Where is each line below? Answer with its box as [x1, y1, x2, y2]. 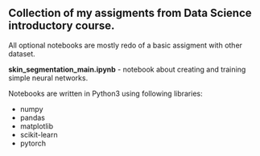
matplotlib [19, 121, 54, 131]
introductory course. [8, 19, 115, 33]
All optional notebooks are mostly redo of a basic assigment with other [8, 40, 243, 50]
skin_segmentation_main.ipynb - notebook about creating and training [8, 64, 246, 74]
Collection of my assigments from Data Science [8, 6, 252, 20]
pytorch [19, 138, 47, 148]
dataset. [8, 48, 36, 59]
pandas [19, 113, 46, 122]
